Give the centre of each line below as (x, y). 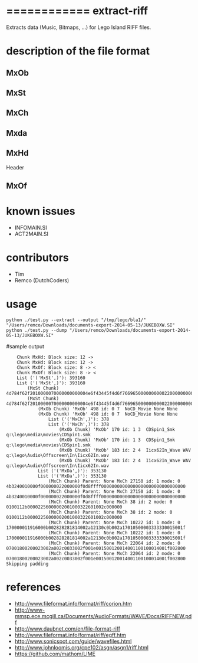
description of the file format (78, 51)
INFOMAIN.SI (31, 227)
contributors (37, 258)
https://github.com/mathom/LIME (55, 654)
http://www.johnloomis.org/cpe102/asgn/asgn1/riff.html (82, 647)
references (34, 587)
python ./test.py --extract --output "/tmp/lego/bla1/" (76, 320)
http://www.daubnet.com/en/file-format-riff (67, 628)
